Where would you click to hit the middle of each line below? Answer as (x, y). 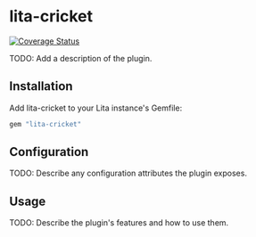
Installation (41, 86)
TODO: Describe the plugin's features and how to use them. (119, 223)
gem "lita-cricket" (45, 124)
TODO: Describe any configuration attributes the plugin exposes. (128, 173)
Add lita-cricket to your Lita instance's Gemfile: (96, 108)
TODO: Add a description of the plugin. (81, 58)
